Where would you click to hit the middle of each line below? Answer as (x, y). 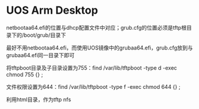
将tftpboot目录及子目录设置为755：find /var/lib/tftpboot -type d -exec (92, 68)
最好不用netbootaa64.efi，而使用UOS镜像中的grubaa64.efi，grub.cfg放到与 (99, 48)
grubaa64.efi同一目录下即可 (40, 55)
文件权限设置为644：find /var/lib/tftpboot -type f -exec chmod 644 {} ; (93, 86)
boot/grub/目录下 (45, 35)
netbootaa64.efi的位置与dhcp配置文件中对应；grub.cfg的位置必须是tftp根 (97, 27)
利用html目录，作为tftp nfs (39, 99)
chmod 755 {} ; (25, 74)
